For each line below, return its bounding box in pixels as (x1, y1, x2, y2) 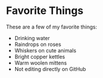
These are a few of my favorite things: (6, 23, 97, 30)
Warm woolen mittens (14, 59, 67, 66)
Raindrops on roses (14, 41, 62, 48)
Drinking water (14, 34, 51, 41)
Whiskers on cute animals (14, 47, 77, 54)
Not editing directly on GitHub (14, 65, 86, 72)
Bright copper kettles (14, 53, 65, 60)
